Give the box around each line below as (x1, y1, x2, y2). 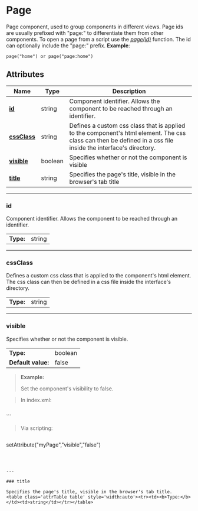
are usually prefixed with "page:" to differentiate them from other (6, 29, 164, 36)
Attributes (6, 69, 44, 80)
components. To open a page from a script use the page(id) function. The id (6, 35, 192, 43)
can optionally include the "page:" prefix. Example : (6, 42, 131, 49)
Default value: (9, 358, 49, 367)
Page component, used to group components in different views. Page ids (6, 23, 184, 30)
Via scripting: (20, 424, 53, 432)
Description (112, 87, 146, 95)
